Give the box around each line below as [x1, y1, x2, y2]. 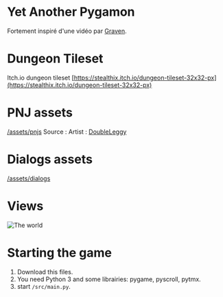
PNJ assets [7, 105, 73, 121]
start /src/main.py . [16, 282, 71, 290]
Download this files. [16, 268, 73, 276]
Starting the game [7, 245, 112, 261]
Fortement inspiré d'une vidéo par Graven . [7, 27, 127, 35]
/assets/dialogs [7, 174, 51, 182]
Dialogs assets [7, 152, 93, 167]
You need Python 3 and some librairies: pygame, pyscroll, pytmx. [16, 275, 201, 283]
